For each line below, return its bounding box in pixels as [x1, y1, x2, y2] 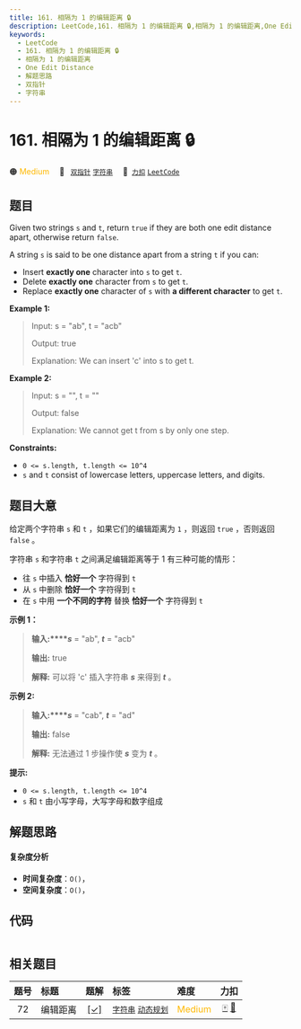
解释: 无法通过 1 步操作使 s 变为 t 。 [30, 748, 163, 759]
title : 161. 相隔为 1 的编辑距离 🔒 [9, 13, 132, 22]
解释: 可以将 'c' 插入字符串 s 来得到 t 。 [30, 671, 176, 683]
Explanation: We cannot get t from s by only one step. [30, 425, 230, 436]
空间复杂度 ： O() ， [21, 884, 90, 895]
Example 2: [9, 373, 52, 384]
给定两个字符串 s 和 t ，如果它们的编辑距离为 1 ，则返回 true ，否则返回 [9, 523, 275, 535]
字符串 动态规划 [112, 1004, 168, 1015]
